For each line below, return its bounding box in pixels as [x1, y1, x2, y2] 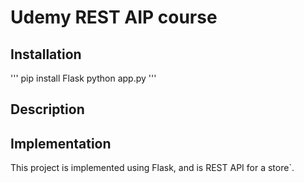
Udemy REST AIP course [10, 6, 218, 29]
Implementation [10, 135, 112, 152]
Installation [10, 46, 82, 63]
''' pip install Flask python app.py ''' [10, 72, 157, 84]
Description [10, 101, 85, 118]
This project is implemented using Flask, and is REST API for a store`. [10, 162, 295, 174]
